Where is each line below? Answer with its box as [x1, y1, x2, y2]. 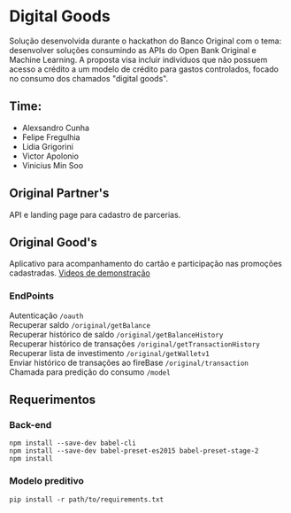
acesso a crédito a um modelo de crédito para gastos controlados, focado [9, 64, 279, 74]
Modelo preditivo [9, 475, 84, 487]
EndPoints [9, 290, 55, 302]
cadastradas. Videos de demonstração [9, 268, 150, 278]
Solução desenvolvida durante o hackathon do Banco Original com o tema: [9, 35, 282, 46]
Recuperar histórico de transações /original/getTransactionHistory [9, 338, 261, 349]
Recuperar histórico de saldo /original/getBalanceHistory [9, 329, 224, 339]
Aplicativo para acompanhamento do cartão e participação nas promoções [9, 259, 283, 269]
